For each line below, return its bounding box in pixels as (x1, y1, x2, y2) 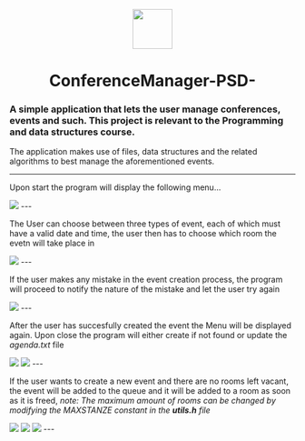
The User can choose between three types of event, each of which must (9, 218, 281, 229)
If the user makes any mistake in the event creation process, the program (9, 274, 283, 286)
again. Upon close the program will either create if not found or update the (9, 330, 288, 341)
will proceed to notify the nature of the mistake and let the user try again (9, 284, 280, 295)
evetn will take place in (9, 237, 95, 249)
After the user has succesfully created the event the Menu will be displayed (9, 320, 292, 331)
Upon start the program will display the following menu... (9, 182, 221, 193)
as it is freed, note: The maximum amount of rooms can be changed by (9, 396, 277, 406)
